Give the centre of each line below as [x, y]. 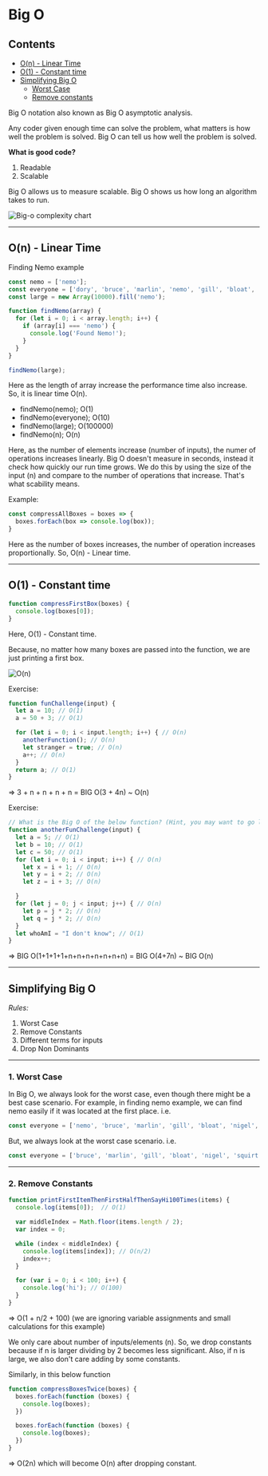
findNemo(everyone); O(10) [65, 417]
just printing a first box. [46, 658]
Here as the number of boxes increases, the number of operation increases [132, 544]
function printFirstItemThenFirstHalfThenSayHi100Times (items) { [119, 1200]
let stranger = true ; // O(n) [73, 747]
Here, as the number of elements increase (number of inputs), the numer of [132, 450]
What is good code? [42, 152]
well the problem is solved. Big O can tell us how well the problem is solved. [132, 137]
